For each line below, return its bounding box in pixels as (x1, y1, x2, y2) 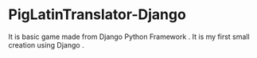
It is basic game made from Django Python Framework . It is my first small (8, 32, 250, 41)
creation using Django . (8, 40, 85, 49)
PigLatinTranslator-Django (8, 6, 187, 24)
